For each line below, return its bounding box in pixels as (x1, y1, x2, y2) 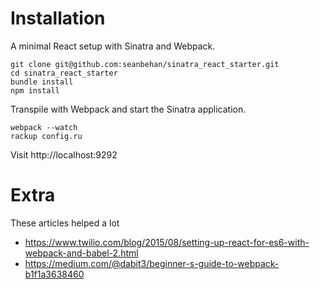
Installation (10, 7, 106, 30)
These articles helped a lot (10, 217, 120, 229)
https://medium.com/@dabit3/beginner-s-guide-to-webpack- (24, 257, 280, 269)
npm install (10, 85, 60, 96)
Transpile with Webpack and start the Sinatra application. (10, 103, 247, 115)
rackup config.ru (10, 131, 83, 141)
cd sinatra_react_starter (10, 68, 118, 78)
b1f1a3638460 (24, 268, 85, 280)
